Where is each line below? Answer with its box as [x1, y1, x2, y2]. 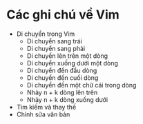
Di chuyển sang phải [26, 44, 86, 52]
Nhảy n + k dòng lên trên [26, 88, 98, 96]
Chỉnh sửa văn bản [16, 110, 70, 118]
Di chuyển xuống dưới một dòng [26, 59, 119, 67]
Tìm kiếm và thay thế [16, 103, 77, 111]
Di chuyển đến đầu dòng [26, 66, 97, 74]
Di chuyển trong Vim [16, 30, 75, 38]
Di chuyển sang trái [26, 37, 82, 45]
